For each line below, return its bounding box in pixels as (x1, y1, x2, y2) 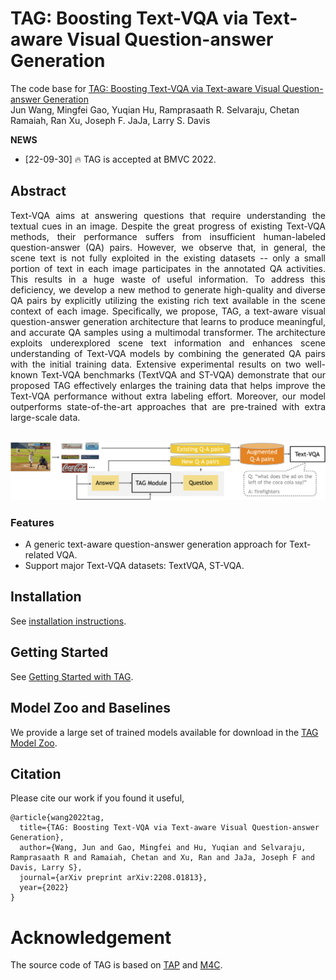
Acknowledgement (10, 926, 172, 949)
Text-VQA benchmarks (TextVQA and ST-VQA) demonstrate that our (40, 368, 326, 381)
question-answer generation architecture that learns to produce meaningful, (10, 315, 326, 327)
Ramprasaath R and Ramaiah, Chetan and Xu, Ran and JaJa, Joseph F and (10, 853, 315, 863)
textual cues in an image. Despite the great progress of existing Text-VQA (10, 220, 326, 232)
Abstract (10, 183, 67, 200)
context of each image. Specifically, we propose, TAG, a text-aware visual (10, 305, 326, 317)
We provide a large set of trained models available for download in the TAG (10, 726, 319, 738)
